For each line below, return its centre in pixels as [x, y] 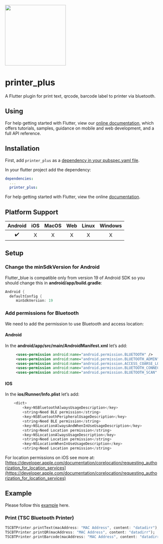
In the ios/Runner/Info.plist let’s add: [42, 394]
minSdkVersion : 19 [34, 301]
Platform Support [32, 212]
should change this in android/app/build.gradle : [54, 283]
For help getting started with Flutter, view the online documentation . [73, 197]
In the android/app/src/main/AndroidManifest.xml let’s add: [66, 346]
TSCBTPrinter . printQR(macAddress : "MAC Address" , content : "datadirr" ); [80, 532]
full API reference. [23, 133]
